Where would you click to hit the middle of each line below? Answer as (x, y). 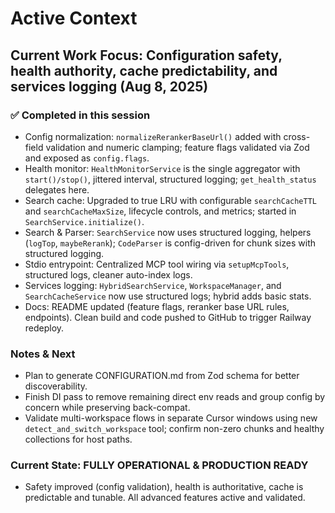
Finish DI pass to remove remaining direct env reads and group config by (175, 397)
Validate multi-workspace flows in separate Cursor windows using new (171, 418)
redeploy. (44, 328)
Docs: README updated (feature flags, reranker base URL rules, (157, 306)
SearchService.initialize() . (84, 221)
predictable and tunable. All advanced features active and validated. (165, 498)
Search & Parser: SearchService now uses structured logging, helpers (168, 232)
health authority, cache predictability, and (144, 70)
